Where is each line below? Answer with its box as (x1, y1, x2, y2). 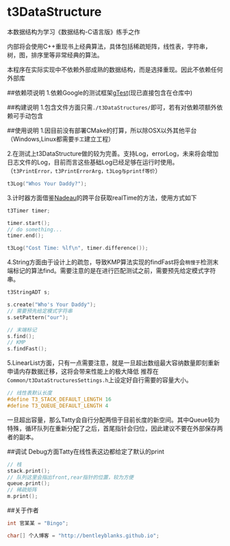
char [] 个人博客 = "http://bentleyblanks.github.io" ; (7, 532, 159, 539)
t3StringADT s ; (7, 289, 51, 296)
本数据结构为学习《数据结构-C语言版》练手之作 (7, 27, 140, 36)
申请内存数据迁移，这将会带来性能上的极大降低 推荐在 (7, 368, 159, 376)
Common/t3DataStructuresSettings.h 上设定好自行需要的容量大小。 (7, 376, 193, 384)
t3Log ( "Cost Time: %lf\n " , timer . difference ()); (7, 245, 149, 252)
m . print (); (7, 493, 38, 500)
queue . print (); (7, 480, 51, 487)
